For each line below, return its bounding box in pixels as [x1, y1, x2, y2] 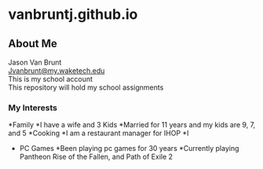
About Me [8, 37, 57, 50]
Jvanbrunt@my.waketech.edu [8, 66, 105, 75]
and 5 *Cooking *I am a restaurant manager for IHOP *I [8, 128, 189, 138]
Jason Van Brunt [8, 57, 62, 67]
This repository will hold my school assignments [8, 83, 164, 92]
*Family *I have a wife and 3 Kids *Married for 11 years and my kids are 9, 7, [8, 120, 256, 130]
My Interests [8, 102, 57, 113]
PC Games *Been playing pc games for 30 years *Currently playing [19, 144, 239, 153]
